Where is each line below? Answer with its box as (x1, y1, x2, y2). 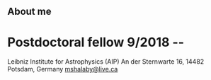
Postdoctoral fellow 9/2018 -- (7, 34, 184, 50)
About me (7, 6, 52, 18)
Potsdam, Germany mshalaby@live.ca (7, 65, 118, 74)
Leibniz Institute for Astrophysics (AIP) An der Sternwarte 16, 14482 (7, 57, 205, 66)
